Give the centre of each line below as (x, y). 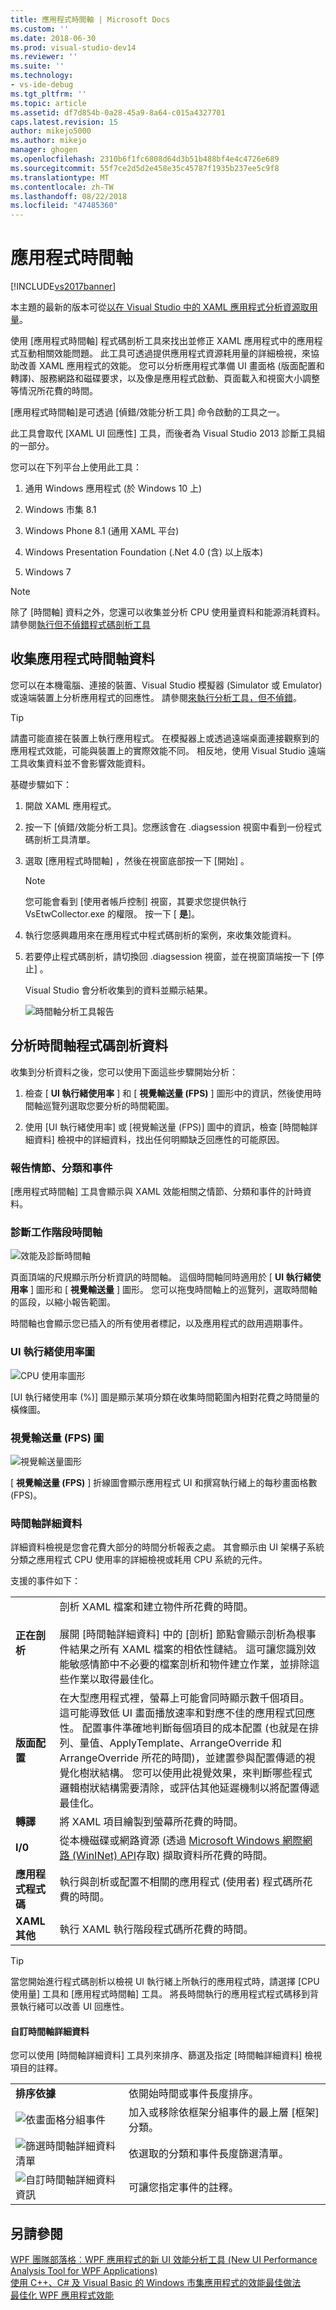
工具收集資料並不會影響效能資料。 (80, 763)
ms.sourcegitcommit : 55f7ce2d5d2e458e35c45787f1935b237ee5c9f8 (145, 168)
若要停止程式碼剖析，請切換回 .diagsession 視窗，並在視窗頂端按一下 (167, 956)
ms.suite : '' (37, 66)
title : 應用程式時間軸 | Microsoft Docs (90, 19)
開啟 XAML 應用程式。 (70, 805)
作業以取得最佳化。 (114, 1679)
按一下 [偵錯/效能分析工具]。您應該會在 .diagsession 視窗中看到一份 (164, 827)
